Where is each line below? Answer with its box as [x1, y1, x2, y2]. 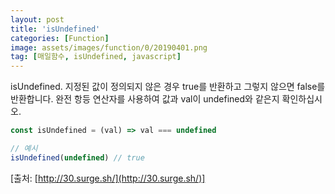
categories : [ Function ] [10, 33, 110, 43]
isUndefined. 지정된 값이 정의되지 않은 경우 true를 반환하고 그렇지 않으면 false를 [10, 81, 326, 93]
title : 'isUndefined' [10, 24, 101, 34]
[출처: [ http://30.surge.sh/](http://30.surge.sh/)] [10, 172, 206, 184]
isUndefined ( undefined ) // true [10, 152, 145, 163]
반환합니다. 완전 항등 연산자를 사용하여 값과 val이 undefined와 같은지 [10, 93, 280, 105]
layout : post [10, 14, 65, 25]
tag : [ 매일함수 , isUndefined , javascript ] [10, 52, 182, 62]
